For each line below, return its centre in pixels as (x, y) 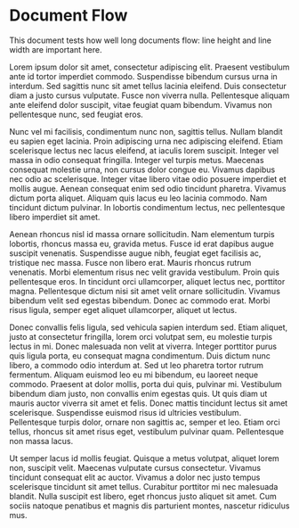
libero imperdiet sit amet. (55, 217)
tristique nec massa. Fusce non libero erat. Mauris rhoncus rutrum (130, 262)
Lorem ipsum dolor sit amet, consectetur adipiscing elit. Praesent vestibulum (149, 67)
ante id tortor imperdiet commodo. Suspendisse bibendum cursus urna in (143, 76)
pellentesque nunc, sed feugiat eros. (77, 114)
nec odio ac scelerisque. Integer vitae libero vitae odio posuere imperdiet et (148, 178)
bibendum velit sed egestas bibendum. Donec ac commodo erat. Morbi (140, 301)
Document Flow (69, 16)
